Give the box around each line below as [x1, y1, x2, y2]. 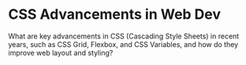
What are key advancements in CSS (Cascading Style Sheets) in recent [8, 31, 240, 41]
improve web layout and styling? [8, 48, 114, 57]
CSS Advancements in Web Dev [8, 5, 222, 23]
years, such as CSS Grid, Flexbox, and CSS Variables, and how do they [8, 39, 239, 49]
